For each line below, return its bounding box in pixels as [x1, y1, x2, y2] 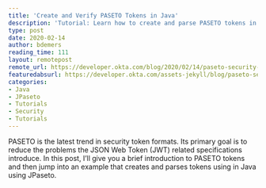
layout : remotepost [8, 56, 73, 64]
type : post [8, 26, 44, 34]
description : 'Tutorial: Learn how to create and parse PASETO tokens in [8, 19, 257, 27]
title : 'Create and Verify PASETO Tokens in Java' [8, 11, 179, 20]
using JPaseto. [8, 170, 57, 179]
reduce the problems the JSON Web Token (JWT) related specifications [8, 144, 243, 155]
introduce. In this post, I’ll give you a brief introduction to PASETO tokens [8, 153, 245, 163]
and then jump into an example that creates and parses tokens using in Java [8, 162, 256, 171]
